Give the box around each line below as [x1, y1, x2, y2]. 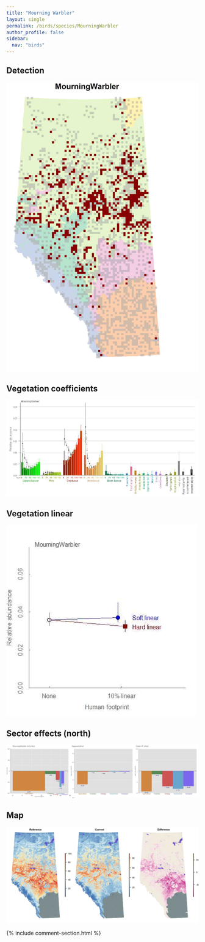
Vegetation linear [6, 508, 73, 519]
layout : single [6, 16, 45, 23]
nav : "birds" [12, 42, 45, 48]
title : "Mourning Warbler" [6, 10, 75, 16]
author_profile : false [6, 29, 64, 35]
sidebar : [6, 35, 29, 42]
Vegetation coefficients [6, 383, 98, 394]
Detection [6, 65, 45, 76]
